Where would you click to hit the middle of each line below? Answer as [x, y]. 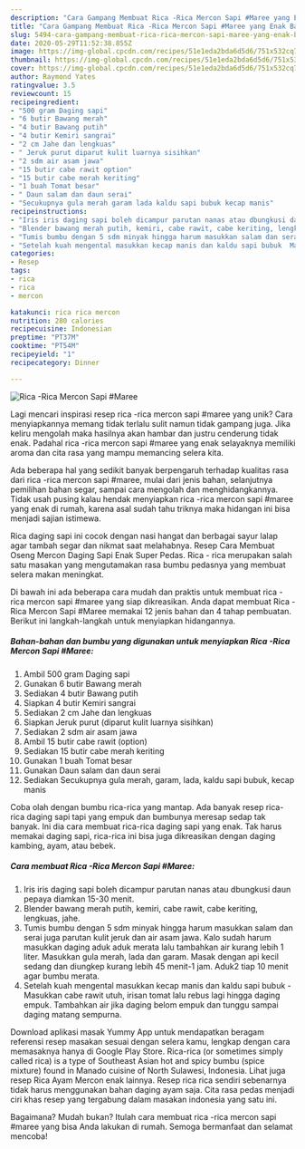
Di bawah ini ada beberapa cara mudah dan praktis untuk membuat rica [144, 592]
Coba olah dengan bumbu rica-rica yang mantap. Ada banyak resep [137, 806]
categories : [33, 254]
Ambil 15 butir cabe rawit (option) [85, 741]
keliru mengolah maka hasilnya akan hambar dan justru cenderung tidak [144, 433]
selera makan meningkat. [57, 574]
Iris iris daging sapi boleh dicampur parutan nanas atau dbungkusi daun [157, 889]
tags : [20, 271]
